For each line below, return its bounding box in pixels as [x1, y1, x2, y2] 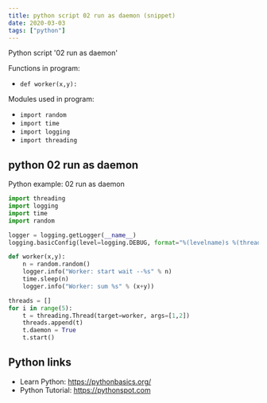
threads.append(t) [22, 319, 83, 327]
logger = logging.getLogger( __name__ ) [8, 231, 137, 239]
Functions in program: [8, 64, 80, 73]
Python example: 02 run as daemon [8, 180, 125, 189]
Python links [8, 355, 72, 370]
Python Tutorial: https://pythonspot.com [19, 385, 151, 394]
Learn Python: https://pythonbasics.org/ [19, 377, 152, 386]
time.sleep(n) [22, 275, 69, 283]
